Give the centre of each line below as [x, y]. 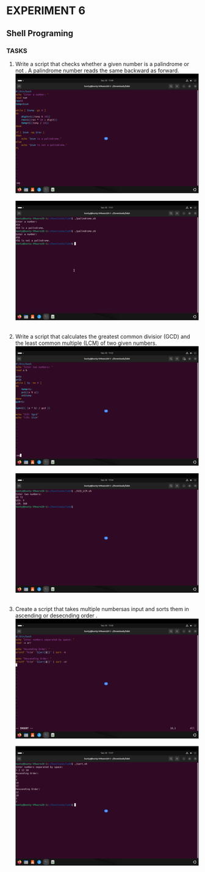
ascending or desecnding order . [56, 615]
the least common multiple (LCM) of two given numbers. [86, 343]
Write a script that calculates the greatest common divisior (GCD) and [103, 337]
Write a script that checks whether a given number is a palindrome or [102, 64]
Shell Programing [40, 33]
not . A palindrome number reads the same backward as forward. [97, 70]
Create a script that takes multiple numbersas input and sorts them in [102, 609]
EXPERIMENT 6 [46, 11]
